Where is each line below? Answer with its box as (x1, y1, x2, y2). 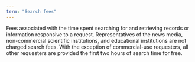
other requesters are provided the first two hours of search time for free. (6, 49, 183, 56)
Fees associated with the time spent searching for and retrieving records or (6, 25, 190, 32)
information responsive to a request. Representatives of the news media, (6, 30, 183, 38)
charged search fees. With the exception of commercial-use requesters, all (6, 43, 189, 50)
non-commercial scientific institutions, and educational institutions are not (6, 37, 187, 44)
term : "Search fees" (6, 8, 57, 15)
